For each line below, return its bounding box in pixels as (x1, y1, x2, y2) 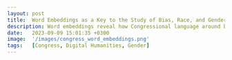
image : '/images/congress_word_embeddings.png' (7, 36, 150, 43)
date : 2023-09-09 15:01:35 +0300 (7, 29, 110, 37)
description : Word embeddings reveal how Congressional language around (7, 23, 221, 30)
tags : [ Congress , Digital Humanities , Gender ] (7, 42, 150, 49)
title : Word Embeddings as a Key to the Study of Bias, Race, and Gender (7, 17, 227, 23)
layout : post (7, 10, 45, 17)
